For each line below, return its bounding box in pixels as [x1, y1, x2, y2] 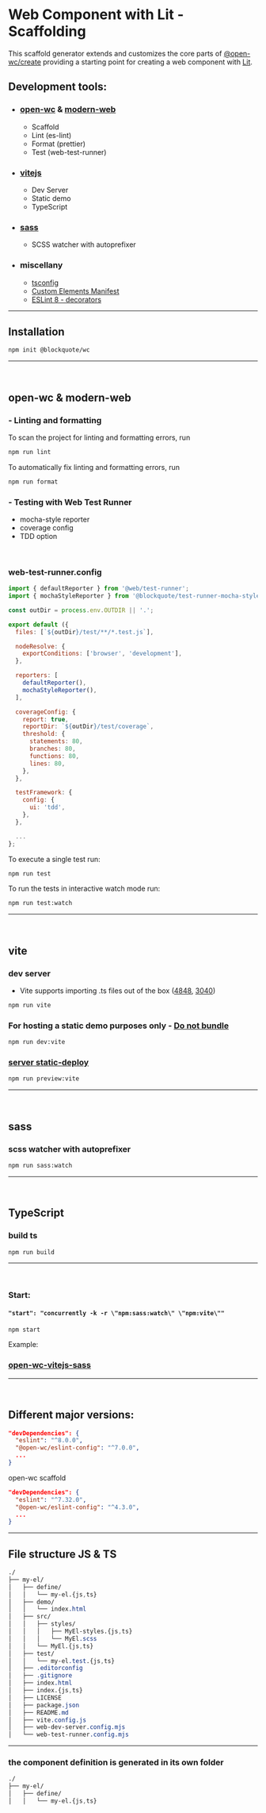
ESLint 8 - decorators [31, 294, 101, 304]
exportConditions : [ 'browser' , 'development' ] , [22, 649, 182, 658]
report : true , [22, 715, 69, 723]
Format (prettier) [31, 139, 85, 148]
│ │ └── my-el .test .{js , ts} [8, 1657, 115, 1665]
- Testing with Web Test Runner [8, 496, 132, 507]
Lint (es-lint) [31, 130, 72, 140]
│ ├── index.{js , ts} [8, 1687, 83, 1695]
